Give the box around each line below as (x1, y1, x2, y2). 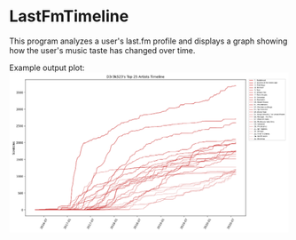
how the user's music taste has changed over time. (9, 44, 196, 55)
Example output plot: (9, 62, 85, 73)
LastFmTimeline (9, 6, 129, 27)
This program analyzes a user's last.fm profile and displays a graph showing (9, 36, 288, 46)
